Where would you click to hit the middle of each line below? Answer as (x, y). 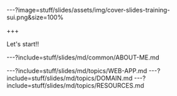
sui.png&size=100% (35, 17)
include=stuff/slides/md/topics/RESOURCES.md (75, 85)
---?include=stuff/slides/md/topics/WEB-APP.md (77, 71)
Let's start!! (23, 44)
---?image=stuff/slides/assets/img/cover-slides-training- (88, 10)
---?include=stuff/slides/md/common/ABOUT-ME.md (83, 57)
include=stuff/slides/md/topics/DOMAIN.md (70, 78)
